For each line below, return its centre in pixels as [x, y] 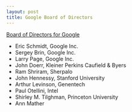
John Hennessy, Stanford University [60, 78]
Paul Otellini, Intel [36, 90]
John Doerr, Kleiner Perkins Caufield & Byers [71, 65]
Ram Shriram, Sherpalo [44, 71]
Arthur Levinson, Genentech [50, 84]
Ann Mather [30, 103]
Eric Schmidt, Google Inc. [46, 46]
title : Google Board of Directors [50, 17]
